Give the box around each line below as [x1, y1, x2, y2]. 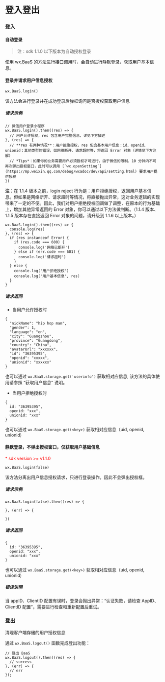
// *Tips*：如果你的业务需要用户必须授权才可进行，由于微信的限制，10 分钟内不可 [9, 159, 157, 163]
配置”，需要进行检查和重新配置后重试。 [22, 603, 102, 610]
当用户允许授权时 [12, 307, 47, 313]
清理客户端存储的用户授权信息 [5, 629, 65, 635]
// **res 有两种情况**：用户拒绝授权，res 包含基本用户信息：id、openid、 [9, 143, 148, 148]
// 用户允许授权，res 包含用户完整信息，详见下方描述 [9, 133, 106, 138]
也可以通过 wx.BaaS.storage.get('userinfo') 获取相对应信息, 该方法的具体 [5, 373, 156, 379]
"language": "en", [9, 329, 48, 335]
